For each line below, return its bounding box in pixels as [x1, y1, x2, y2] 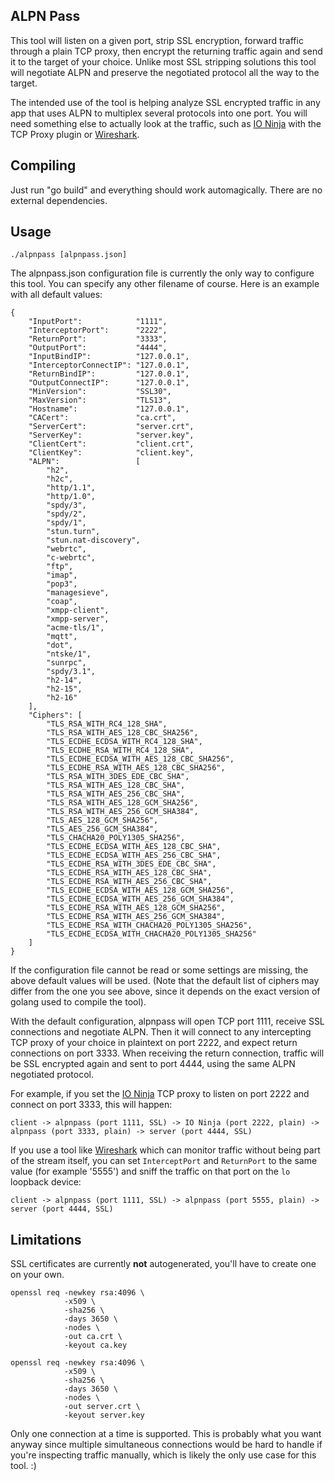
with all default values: [10, 289, 103, 301]
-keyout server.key [63, 1410, 145, 1421]
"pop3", [46, 579, 78, 589]
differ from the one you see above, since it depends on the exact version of [10, 985, 321, 998]
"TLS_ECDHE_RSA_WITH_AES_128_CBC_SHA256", [46, 763, 226, 773]
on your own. [10, 1269, 65, 1281]
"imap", [46, 570, 78, 581]
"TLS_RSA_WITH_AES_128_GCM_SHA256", [46, 798, 199, 808]
